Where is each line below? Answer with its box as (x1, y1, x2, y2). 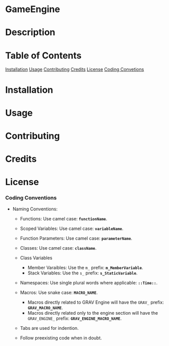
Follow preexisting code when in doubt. (20, 334, 102, 341)
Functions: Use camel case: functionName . (20, 215, 107, 221)
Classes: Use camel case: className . (20, 245, 97, 251)
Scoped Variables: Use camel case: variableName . (20, 225, 124, 232)
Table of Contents (5, 49, 82, 61)
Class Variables (20, 255, 52, 261)
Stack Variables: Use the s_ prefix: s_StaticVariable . (27, 270, 138, 276)
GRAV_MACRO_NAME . (27, 304, 63, 311)
